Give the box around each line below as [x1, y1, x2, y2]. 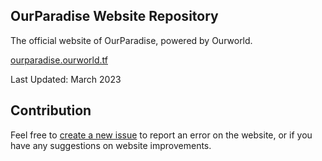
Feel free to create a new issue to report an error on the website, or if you [10, 129, 313, 141]
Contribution [10, 102, 92, 119]
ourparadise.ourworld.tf [10, 54, 108, 66]
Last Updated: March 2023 [10, 73, 122, 85]
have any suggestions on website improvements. [10, 139, 212, 151]
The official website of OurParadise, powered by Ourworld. [10, 34, 253, 46]
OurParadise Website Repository [10, 8, 219, 25]
